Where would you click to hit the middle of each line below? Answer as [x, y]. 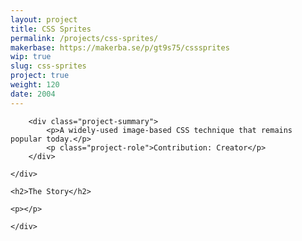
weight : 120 [35, 85]
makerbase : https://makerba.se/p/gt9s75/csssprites [120, 47]
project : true [40, 76]
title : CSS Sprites [51, 29]
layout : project [44, 19]
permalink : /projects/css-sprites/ [84, 38]
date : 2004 [33, 94]
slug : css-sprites [48, 66]
